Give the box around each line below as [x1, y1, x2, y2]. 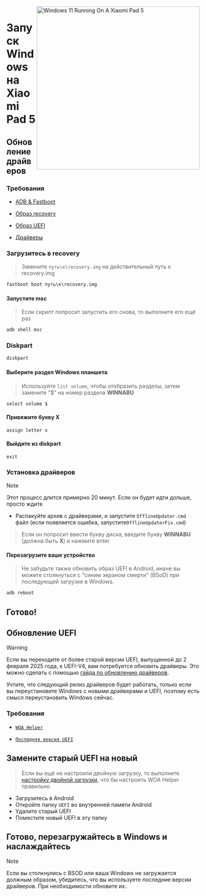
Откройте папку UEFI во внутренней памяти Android [15, 801, 152, 808]
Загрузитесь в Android [15, 794, 74, 801]
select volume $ [6, 401, 48, 407]
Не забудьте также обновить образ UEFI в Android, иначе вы [21, 565, 181, 572]
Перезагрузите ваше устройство [6, 551, 95, 559]
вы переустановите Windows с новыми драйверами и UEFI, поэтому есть [6, 688, 200, 695]
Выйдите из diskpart [6, 440, 61, 447]
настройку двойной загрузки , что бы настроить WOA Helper [21, 776, 180, 783]
